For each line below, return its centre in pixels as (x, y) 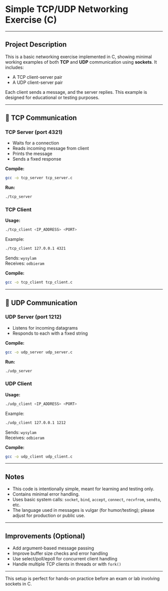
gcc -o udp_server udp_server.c (39, 352)
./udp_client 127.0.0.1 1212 (35, 422)
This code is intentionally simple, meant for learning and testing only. (83, 489)
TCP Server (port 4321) (34, 132)
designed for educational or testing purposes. (52, 97)
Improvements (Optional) (45, 536)
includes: (14, 67)
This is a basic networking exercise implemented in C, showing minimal (78, 57)
